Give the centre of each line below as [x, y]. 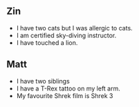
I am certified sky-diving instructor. [66, 35]
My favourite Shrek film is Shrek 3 [65, 95]
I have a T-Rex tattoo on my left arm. [68, 88]
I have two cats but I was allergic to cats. [74, 28]
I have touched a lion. [47, 42]
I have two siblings [43, 81]
